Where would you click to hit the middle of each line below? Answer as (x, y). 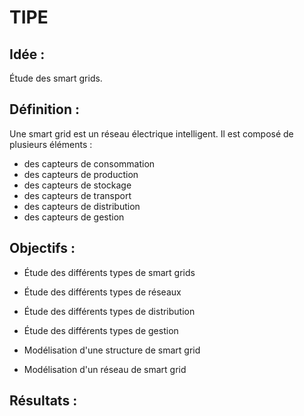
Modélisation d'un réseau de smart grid (105, 369)
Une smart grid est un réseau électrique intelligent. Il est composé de (151, 133)
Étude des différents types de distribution (109, 311)
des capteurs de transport (77, 195)
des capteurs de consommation (89, 163)
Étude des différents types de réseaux (102, 292)
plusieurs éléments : (51, 144)
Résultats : (43, 401)
